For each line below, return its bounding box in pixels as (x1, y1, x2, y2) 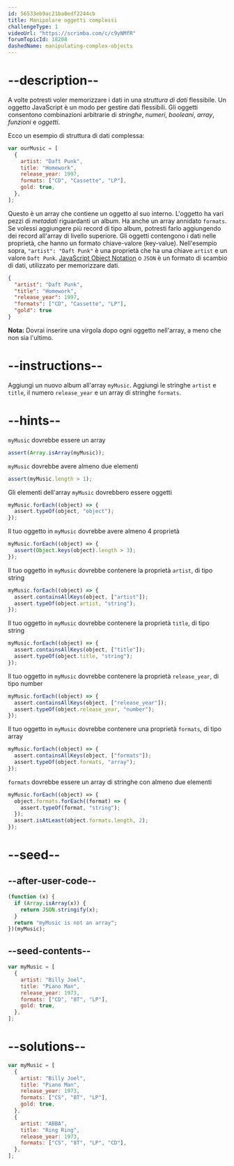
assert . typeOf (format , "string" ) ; (20, 804, 120, 811)
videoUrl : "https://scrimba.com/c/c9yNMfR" (8, 29, 136, 37)
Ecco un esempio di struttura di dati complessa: (8, 131, 145, 139)
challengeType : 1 (8, 23, 58, 30)
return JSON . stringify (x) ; (20, 906, 99, 913)
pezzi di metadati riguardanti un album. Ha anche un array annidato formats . (8, 217, 227, 225)
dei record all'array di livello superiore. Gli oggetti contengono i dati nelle (8, 231, 217, 240)
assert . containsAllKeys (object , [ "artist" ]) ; (14, 593, 149, 600)
